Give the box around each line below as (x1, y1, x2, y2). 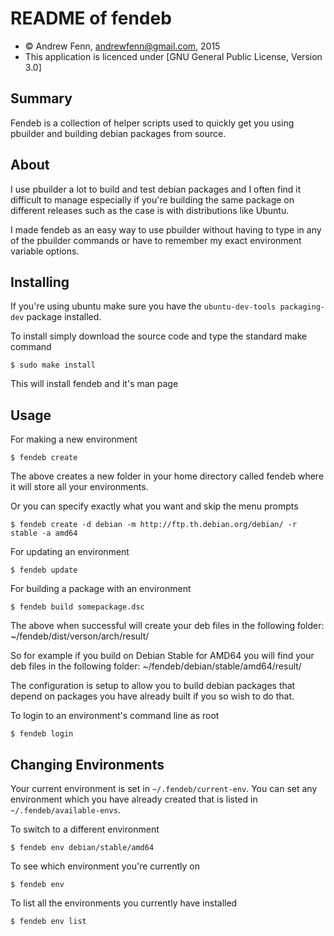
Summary (10, 90, 73, 107)
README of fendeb (10, 7, 172, 30)
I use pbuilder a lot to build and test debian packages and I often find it (10, 183, 302, 195)
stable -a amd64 (10, 528, 78, 539)
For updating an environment (10, 546, 130, 558)
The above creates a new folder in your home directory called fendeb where (10, 470, 325, 482)
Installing (10, 273, 70, 291)
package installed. (26, 311, 102, 323)
